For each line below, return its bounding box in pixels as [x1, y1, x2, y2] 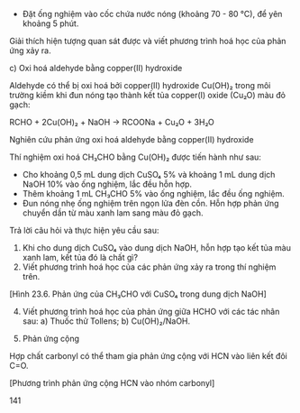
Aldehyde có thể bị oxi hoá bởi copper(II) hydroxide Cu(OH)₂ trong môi [9, 80, 271, 90]
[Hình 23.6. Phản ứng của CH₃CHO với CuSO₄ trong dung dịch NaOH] [9, 289, 268, 299]
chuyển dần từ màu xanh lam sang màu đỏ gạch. [22, 207, 204, 218]
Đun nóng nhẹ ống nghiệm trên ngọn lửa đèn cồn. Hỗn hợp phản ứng [22, 198, 279, 208]
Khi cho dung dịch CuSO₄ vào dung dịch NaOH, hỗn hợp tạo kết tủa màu [22, 243, 291, 252]
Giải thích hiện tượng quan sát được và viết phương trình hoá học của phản [9, 36, 286, 46]
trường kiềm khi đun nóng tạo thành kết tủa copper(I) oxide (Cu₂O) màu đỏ [9, 90, 286, 100]
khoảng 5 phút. [22, 18, 79, 29]
